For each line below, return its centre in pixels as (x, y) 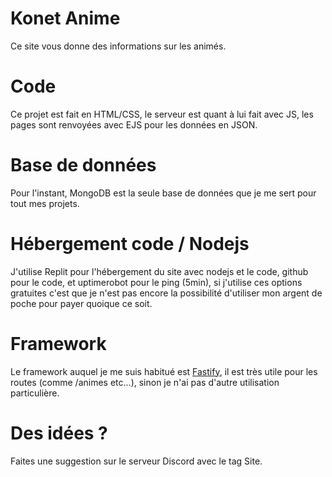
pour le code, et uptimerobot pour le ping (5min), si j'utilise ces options (156, 282)
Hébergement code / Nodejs (130, 244)
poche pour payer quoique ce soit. (81, 303)
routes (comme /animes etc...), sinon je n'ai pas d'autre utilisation (145, 382)
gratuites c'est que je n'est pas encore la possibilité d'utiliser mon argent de (166, 293)
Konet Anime (65, 18)
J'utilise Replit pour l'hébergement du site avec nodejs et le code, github (159, 271)
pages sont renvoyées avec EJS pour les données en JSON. (134, 124)
